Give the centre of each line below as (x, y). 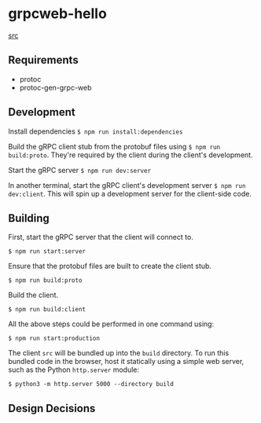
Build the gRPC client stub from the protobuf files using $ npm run (114, 146)
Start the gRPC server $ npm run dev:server (80, 170)
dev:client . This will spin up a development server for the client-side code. (130, 193)
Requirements (43, 60)
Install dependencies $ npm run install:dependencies (96, 131)
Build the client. (33, 295)
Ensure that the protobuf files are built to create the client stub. (110, 266)
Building (29, 218)
